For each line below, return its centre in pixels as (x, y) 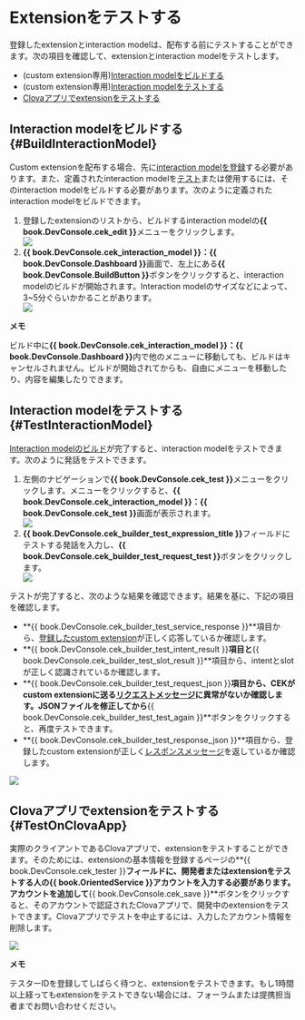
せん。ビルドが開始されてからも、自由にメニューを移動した (176, 368)
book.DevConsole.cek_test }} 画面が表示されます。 (119, 513)
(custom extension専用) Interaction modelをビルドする (123, 75)
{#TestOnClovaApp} (69, 825)
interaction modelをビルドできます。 (78, 201)
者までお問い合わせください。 (65, 1006)
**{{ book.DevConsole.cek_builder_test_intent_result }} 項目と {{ (141, 649)
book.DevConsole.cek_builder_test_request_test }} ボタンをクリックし (157, 556)
